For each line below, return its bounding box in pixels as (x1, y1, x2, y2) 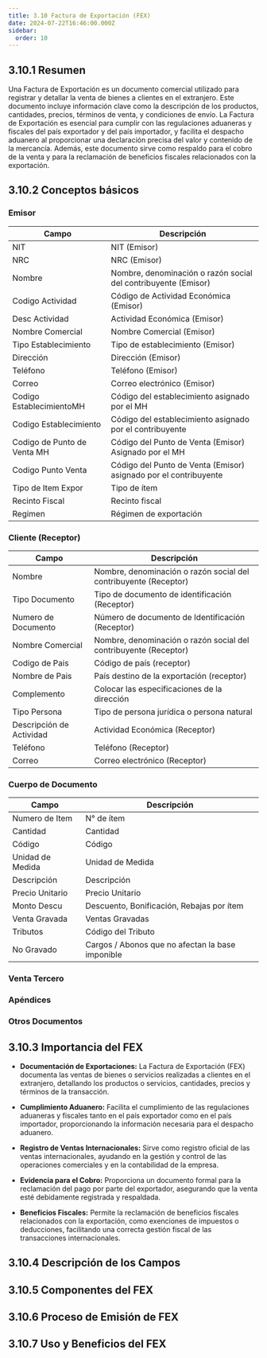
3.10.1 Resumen (8, 63, 86, 76)
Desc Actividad (12, 313, 69, 324)
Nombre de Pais (12, 670, 72, 681)
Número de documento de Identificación (94, 612, 245, 623)
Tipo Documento (12, 594, 75, 605)
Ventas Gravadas (85, 913, 149, 924)
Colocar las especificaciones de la (94, 684, 222, 695)
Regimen (12, 508, 45, 519)
